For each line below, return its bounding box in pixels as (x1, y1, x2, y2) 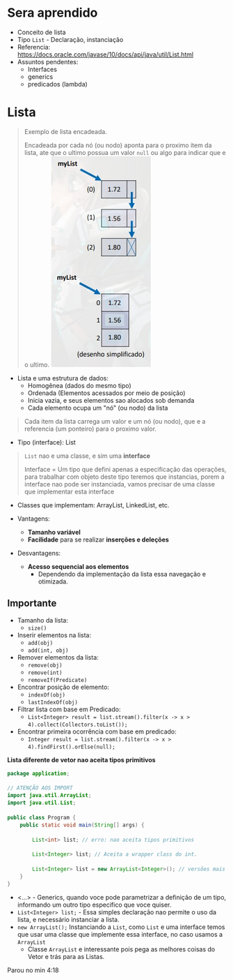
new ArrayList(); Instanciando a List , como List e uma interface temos (17, 923, 225, 931)
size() (27, 625, 47, 632)
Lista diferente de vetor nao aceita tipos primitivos (7, 755, 156, 764)
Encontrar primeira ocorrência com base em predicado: (17, 727, 177, 736)
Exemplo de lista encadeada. (24, 127, 108, 135)
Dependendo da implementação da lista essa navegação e (38, 570, 207, 578)
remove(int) (27, 669, 63, 676)
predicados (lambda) (27, 80, 88, 88)
